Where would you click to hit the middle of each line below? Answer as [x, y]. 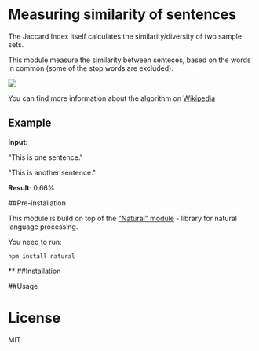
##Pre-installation [37, 203]
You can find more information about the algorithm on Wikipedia [112, 98]
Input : [18, 142]
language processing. [43, 227]
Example [30, 123]
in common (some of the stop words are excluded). [91, 68]
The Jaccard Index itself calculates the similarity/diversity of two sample [125, 36]
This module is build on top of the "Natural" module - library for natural [123, 218]
